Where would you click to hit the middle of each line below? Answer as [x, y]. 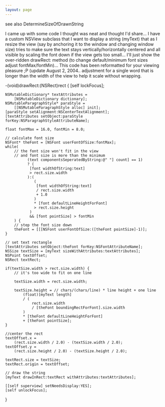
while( [12, 147]
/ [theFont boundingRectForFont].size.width [78, 308]
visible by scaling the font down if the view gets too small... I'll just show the [82, 55]
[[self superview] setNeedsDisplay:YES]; [49, 386]
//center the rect [24, 333]
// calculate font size [30, 138]
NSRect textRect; [23, 260]
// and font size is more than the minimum [60, 155]
